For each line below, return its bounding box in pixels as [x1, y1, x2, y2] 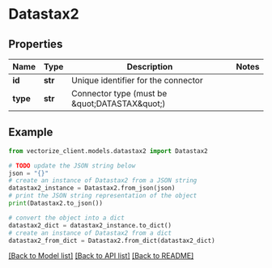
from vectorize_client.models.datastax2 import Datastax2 [8, 147, 208, 155]
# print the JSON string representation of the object [8, 192, 198, 200]
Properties [8, 37, 63, 51]
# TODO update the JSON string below [8, 161, 136, 170]
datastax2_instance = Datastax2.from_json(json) [8, 184, 176, 193]
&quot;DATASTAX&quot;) [71, 98, 166, 109]
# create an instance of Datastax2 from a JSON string [8, 177, 198, 185]
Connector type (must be [71, 88, 168, 99]
